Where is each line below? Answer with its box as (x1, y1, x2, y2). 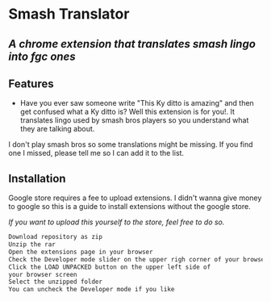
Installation (8, 171, 66, 186)
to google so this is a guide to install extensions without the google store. (8, 202, 252, 211)
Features (8, 77, 54, 90)
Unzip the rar (8, 240, 56, 249)
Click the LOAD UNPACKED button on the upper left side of (8, 263, 211, 271)
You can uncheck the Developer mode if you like (8, 286, 175, 294)
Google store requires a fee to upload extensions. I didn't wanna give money (8, 193, 262, 203)
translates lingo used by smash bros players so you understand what (19, 115, 249, 125)
